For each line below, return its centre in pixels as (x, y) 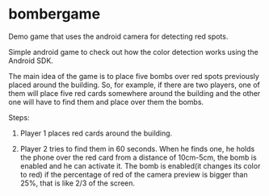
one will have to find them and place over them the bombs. (106, 102)
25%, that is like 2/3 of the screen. (78, 183)
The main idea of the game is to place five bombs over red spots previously (134, 76)
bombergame (55, 14)
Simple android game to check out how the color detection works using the (133, 52)
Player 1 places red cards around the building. (96, 133)
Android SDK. (31, 60)
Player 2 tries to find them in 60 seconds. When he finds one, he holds (137, 148)
